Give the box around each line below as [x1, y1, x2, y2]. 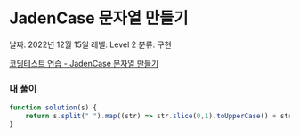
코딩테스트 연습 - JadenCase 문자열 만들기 [9, 58, 159, 68]
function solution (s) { [9, 103, 98, 112]
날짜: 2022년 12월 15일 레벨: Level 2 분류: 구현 [9, 39, 172, 50]
